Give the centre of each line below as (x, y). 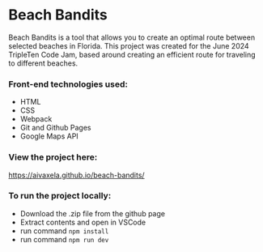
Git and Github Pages (55, 128)
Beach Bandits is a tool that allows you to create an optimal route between (132, 37)
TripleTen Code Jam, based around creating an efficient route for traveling (132, 54)
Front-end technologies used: (68, 84)
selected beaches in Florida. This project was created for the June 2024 (129, 45)
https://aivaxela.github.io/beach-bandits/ (76, 175)
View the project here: (53, 157)
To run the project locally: (60, 196)
